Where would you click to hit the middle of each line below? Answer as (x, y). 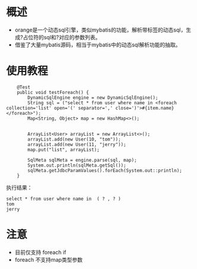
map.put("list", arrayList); (64, 149)
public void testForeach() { (53, 92)
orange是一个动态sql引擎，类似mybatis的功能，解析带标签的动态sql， (100, 30)
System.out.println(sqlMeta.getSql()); (77, 165)
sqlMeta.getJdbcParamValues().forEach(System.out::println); (105, 170)
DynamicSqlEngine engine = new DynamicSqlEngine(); (93, 98)
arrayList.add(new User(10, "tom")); (74, 139)
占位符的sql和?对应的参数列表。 (62, 37)
